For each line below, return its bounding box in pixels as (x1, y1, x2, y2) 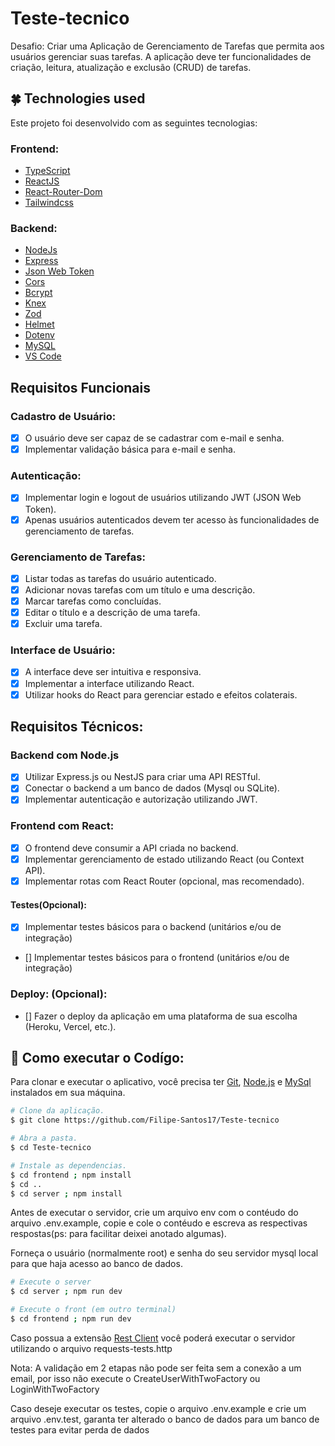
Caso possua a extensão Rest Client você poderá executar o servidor (10, 1332, 296, 1344)
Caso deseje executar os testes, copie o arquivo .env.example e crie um (10, 1402, 307, 1414)
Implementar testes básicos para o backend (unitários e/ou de (24, 921, 282, 933)
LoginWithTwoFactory (10, 1383, 100, 1395)
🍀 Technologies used (10, 90, 146, 107)
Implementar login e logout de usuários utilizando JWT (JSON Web (24, 492, 302, 504)
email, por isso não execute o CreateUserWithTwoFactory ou (10, 1372, 261, 1384)
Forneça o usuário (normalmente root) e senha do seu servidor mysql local (10, 1247, 319, 1259)
